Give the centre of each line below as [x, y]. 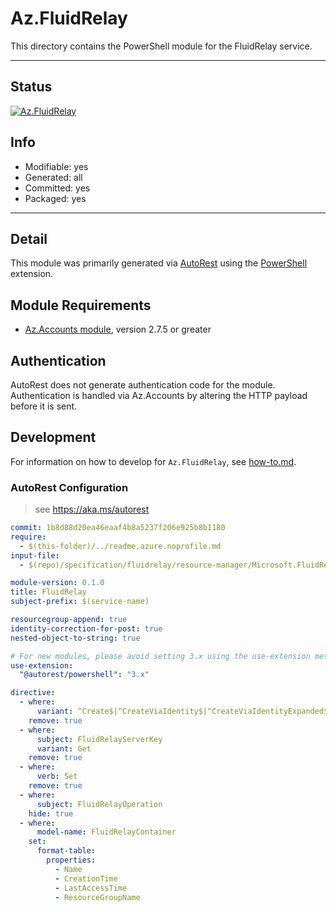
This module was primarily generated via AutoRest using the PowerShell [159, 263]
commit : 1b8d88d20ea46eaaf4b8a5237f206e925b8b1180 [118, 528]
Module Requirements [81, 305]
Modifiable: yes [56, 166]
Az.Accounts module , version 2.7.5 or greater [118, 329]
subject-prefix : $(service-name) [80, 602]
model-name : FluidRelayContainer [106, 832]
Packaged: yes [55, 198]
